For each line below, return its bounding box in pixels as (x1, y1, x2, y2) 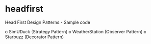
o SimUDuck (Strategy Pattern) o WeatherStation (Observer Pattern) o (5, 29, 147, 34)
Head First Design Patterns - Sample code (5, 19, 91, 25)
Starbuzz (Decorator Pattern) (5, 34, 64, 40)
